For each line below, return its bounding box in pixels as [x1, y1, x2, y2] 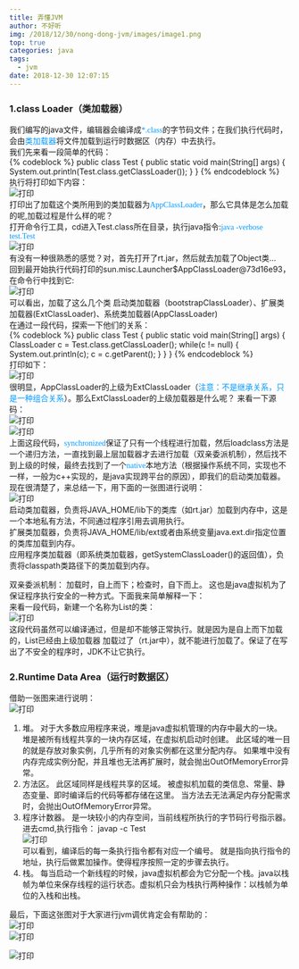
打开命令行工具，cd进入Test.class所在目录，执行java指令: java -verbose [9, 221, 263, 232]
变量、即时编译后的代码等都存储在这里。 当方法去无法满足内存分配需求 [29, 789, 291, 800]
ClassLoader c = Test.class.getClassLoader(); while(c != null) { [9, 339, 239, 350]
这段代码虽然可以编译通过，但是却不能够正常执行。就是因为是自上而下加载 [9, 624, 283, 635]
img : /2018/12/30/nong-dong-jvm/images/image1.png [9, 29, 202, 38]
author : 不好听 [9, 21, 62, 30]
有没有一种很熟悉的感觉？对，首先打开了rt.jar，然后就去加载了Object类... [9, 253, 277, 263]
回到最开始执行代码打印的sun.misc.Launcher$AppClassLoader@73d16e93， [9, 264, 291, 275]
